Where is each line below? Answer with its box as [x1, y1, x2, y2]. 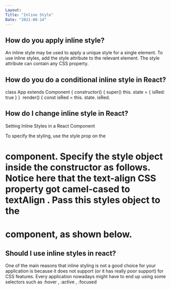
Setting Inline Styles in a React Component [5, 122, 95, 129]
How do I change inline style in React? [5, 109, 129, 118]
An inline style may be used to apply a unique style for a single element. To [5, 50, 163, 56]
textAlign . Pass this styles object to [5, 194, 161, 205]
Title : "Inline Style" [5, 12, 54, 17]
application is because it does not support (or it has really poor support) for [5, 268, 164, 274]
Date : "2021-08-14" [5, 17, 47, 22]
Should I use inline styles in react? [5, 249, 116, 258]
